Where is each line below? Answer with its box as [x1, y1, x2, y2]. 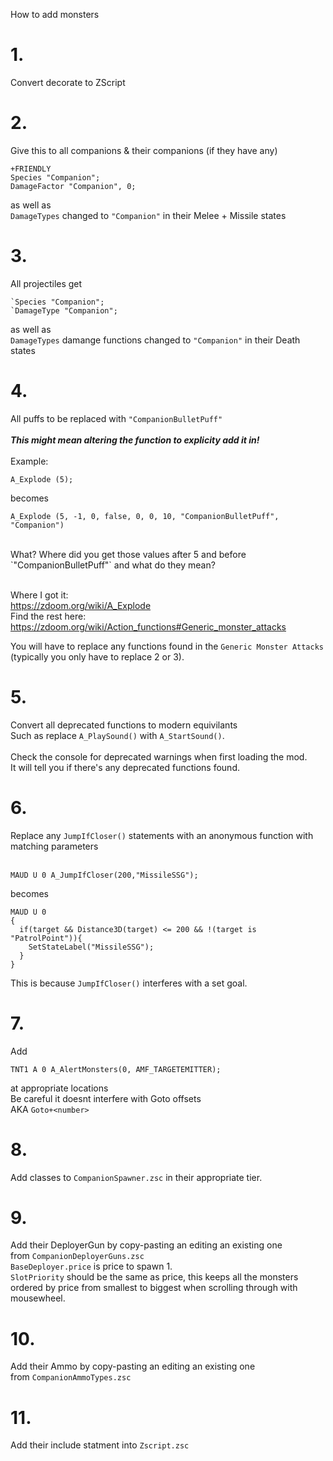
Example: [10, 455, 49, 467]
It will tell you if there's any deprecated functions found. [10, 761, 240, 773]
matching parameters [10, 840, 99, 852]
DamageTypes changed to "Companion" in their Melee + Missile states [10, 209, 287, 221]
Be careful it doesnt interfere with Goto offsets [10, 1092, 202, 1104]
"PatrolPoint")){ [10, 933, 83, 943]
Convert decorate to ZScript [10, 76, 126, 88]
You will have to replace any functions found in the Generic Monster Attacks [10, 640, 324, 652]
